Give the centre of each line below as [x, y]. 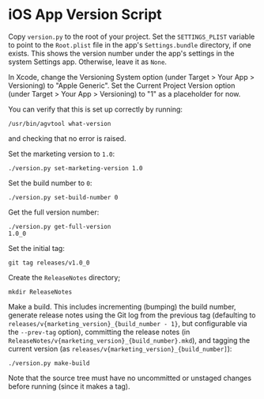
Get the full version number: [54, 212]
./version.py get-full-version [60, 226]
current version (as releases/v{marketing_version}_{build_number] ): [120, 348]
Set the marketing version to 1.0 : [62, 154]
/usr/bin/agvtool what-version [60, 123]
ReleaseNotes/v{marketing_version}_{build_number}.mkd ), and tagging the [129, 340]
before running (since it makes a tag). [69, 386]
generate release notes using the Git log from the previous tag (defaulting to [132, 315]
